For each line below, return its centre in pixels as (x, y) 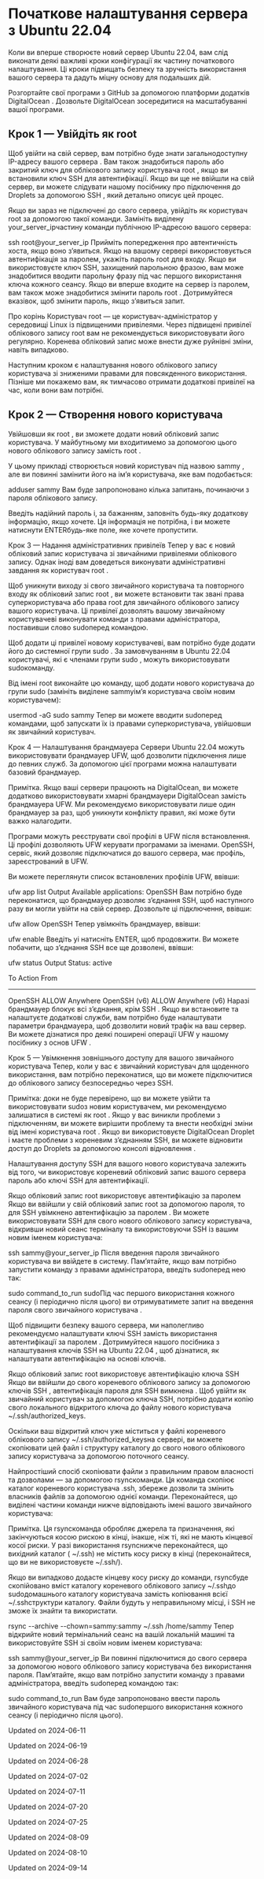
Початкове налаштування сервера (128, 14)
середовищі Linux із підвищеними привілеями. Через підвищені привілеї (130, 325)
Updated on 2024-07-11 (47, 1791)
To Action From (33, 978)
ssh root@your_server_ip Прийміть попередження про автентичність (123, 242)
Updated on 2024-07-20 (48, 1807)
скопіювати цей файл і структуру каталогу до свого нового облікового (126, 1447)
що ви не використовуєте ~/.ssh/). (66, 1562)
